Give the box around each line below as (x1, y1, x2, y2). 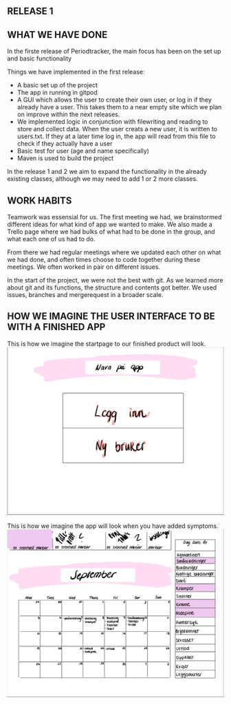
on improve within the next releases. (16, 110, 120, 119)
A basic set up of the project (16, 81, 98, 89)
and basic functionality (7, 54, 72, 63)
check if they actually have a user (16, 140, 113, 148)
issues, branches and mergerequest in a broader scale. (7, 291, 164, 299)
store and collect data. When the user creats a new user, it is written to (16, 125, 218, 133)
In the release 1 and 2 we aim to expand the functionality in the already (7, 168, 208, 176)
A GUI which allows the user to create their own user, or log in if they (16, 96, 212, 104)
